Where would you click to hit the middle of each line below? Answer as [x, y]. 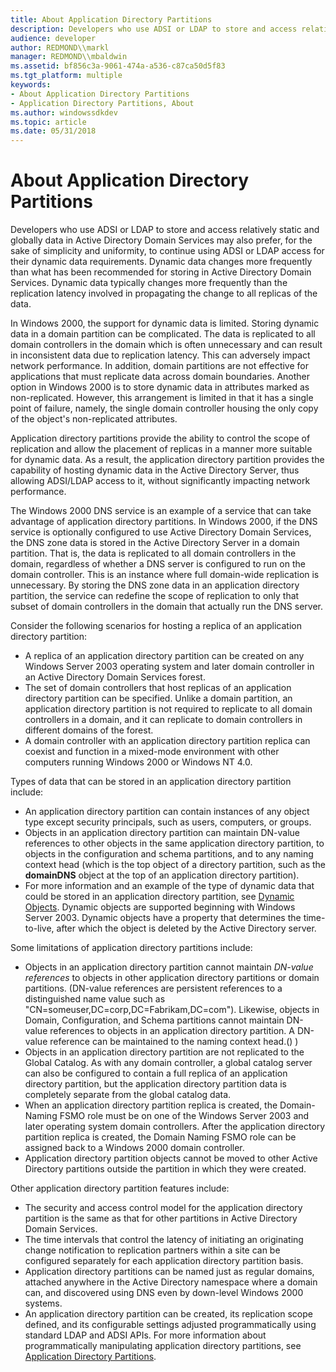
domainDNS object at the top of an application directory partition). [162, 875]
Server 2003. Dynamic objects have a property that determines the [163, 918]
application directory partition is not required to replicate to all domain [168, 709]
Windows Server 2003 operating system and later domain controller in [169, 667]
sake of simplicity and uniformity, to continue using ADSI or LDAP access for [167, 251]
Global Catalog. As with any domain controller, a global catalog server [168, 1063]
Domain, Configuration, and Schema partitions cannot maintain [154, 1020]
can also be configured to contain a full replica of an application [156, 1073]
